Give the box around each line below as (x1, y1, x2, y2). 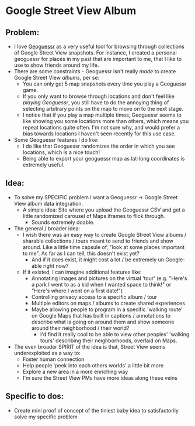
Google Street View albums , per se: (13, 74, 100, 81)
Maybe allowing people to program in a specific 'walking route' (31, 306, 183, 313)
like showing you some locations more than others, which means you (22, 118, 189, 124)
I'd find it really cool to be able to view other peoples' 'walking (40, 330, 190, 338)
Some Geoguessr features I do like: (13, 137, 99, 143)
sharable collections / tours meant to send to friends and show (22, 237, 173, 244)
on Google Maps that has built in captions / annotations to (31, 312, 170, 319)
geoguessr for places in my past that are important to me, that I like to (13, 56, 182, 62)
